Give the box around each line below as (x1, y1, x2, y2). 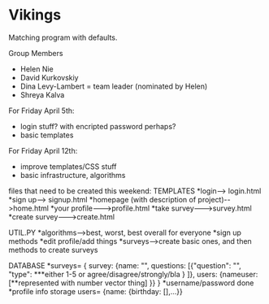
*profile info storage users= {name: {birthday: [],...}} (8, 286, 183, 296)
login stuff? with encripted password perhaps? (20, 121, 176, 131)
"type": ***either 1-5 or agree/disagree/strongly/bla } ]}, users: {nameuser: (8, 269, 258, 279)
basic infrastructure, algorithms (20, 170, 126, 180)
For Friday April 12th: (8, 145, 78, 155)
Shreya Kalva (20, 89, 65, 99)
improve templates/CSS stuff (20, 161, 117, 172)
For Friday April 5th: (8, 106, 75, 115)
